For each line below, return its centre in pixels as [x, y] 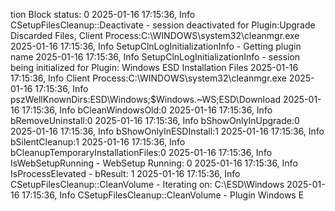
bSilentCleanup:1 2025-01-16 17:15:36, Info [98, 142]
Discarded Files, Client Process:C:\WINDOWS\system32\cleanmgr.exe [155, 35]
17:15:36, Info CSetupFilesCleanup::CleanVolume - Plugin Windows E [163, 195]
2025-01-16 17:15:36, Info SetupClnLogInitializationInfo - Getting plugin [156, 46]
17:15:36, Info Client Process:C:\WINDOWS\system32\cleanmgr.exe [148, 78]
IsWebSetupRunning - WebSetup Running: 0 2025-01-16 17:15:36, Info [154, 163]
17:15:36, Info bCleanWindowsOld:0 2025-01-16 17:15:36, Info [147, 110]
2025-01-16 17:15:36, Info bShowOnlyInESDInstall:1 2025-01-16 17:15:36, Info [167, 131]
